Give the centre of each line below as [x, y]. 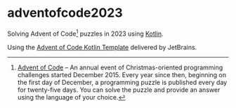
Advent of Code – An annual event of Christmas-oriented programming [120, 67]
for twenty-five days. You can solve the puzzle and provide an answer [119, 90]
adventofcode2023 [65, 13]
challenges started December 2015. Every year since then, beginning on [122, 74]
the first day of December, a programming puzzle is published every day [122, 82]
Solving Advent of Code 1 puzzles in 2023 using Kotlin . [85, 33]
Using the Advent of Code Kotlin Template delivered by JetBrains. [102, 47]
